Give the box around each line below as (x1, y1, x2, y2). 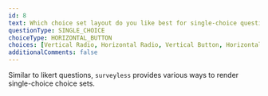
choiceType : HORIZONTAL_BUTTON (8, 33, 112, 42)
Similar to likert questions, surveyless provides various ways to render (8, 71, 239, 79)
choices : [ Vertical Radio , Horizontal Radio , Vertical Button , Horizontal (8, 41, 262, 49)
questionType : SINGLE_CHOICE (8, 26, 105, 34)
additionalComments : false (8, 48, 98, 56)
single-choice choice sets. (8, 79, 96, 88)
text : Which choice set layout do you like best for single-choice (8, 19, 238, 27)
